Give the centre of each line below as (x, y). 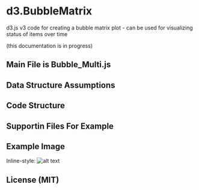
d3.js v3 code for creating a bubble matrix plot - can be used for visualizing (100, 28)
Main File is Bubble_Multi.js (59, 65)
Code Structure (35, 106)
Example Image (35, 146)
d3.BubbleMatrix (49, 11)
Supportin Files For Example (60, 126)
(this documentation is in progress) (50, 46)
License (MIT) (33, 179)
